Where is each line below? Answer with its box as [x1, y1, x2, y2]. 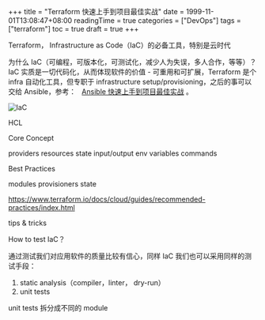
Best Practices [8, 164, 55, 173]
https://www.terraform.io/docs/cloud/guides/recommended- [8, 194, 206, 204]
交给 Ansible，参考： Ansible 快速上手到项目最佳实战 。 [8, 87, 194, 96]
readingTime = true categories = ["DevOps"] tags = [74, 16, 241, 25]
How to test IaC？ [8, 235, 66, 243]
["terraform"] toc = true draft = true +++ [8, 24, 139, 33]
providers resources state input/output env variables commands [8, 149, 218, 158]
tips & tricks [8, 218, 47, 228]
